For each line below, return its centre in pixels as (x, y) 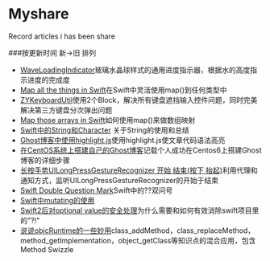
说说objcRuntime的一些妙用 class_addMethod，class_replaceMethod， (137, 230)
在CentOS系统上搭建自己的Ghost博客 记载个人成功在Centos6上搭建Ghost (141, 150)
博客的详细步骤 (45, 160)
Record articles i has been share (62, 36)
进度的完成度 (48, 80)
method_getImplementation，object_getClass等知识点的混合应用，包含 (138, 240)
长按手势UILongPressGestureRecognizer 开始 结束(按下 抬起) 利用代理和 (139, 170)
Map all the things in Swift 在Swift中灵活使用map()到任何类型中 (123, 90)
